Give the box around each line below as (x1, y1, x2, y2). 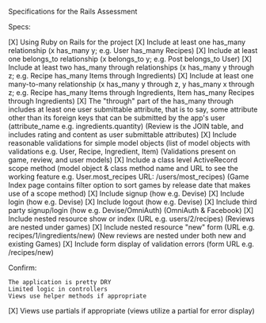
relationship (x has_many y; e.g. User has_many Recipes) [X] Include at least (8, 46, 258, 55)
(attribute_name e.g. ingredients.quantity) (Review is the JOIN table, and (8, 122, 244, 131)
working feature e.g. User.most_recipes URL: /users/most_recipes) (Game (8, 172, 249, 181)
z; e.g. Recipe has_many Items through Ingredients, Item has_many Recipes (8, 88, 255, 97)
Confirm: (8, 263, 37, 272)
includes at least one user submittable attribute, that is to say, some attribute (8, 104, 258, 114)
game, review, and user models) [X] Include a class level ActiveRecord (8, 155, 237, 165)
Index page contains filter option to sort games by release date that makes (8, 180, 251, 189)
